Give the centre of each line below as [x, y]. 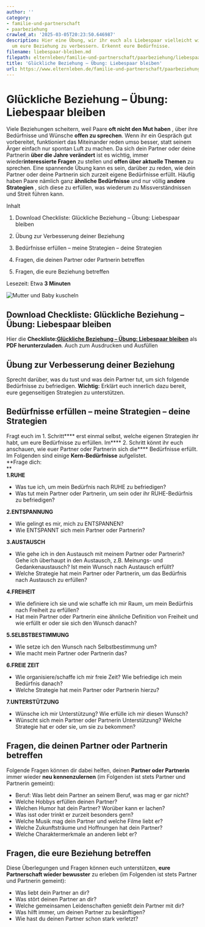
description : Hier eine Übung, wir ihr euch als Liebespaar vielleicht [99, 40]
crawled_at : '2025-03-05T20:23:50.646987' [61, 35]
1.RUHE [16, 475]
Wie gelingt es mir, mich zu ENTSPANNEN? [69, 523]
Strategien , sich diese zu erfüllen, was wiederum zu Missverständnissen [99, 188]
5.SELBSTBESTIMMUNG [38, 635]
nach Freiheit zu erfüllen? [47, 610]
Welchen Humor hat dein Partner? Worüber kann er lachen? [90, 808]
